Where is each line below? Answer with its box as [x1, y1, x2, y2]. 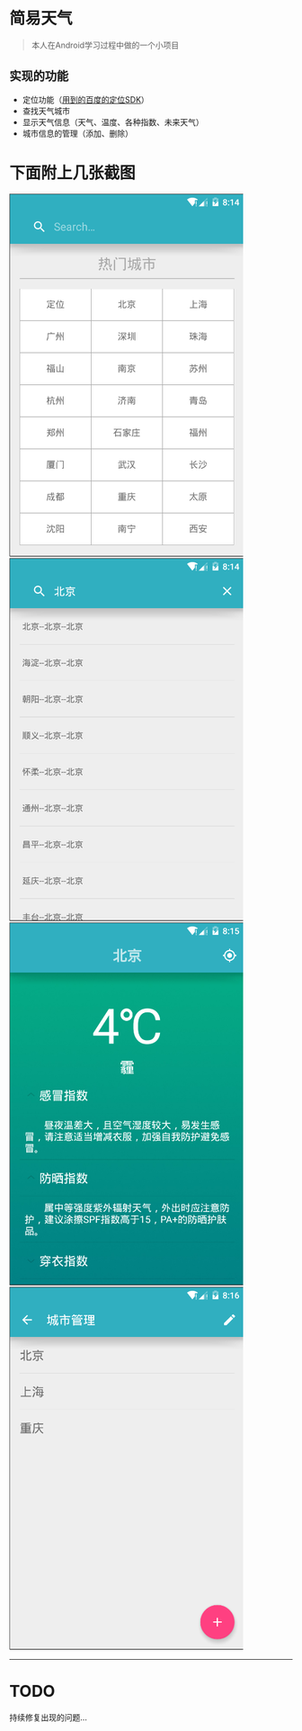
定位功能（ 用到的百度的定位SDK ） [22, 94, 150, 104]
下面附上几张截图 [9, 163, 137, 183]
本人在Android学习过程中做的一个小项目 [31, 40, 180, 50]
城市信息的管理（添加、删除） [22, 128, 133, 139]
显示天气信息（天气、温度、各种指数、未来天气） [22, 116, 204, 127]
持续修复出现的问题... [9, 1711, 88, 1723]
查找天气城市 [22, 105, 70, 116]
